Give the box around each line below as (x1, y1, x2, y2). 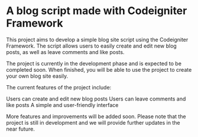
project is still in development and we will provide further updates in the (6, 119, 180, 126)
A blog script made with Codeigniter (6, 4, 187, 18)
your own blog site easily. (6, 72, 69, 79)
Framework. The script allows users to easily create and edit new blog (6, 42, 177, 49)
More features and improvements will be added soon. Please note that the (6, 113, 186, 120)
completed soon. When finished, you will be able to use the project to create (6, 66, 192, 73)
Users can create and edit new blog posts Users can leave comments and (6, 95, 186, 102)
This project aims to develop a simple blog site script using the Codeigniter (6, 36, 189, 43)
